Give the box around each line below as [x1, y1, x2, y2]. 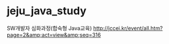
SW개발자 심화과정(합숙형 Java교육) [7, 24, 92, 32]
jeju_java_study [7, 4, 86, 18]
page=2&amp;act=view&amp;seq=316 [7, 31, 101, 38]
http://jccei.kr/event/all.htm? [93, 24, 163, 32]
